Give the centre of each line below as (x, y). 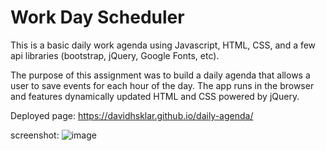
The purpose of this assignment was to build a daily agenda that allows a (160, 75)
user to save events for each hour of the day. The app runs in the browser (162, 85)
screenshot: (35, 135)
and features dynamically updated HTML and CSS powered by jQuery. (155, 96)
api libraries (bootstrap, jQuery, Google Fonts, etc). (115, 55)
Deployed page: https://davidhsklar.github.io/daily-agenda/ (132, 115)
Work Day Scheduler (97, 17)
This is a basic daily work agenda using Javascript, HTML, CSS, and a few (163, 45)
